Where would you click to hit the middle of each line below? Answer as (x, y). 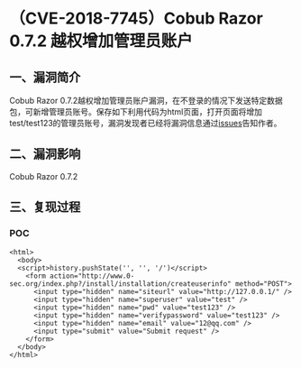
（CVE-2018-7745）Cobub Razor (136, 18)
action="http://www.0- (92, 276)
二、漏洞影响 (45, 154)
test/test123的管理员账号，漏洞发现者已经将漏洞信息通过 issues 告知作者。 (146, 123)
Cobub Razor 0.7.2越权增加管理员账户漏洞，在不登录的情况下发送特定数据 (146, 101)
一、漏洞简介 (45, 77)
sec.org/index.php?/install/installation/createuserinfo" (120, 284)
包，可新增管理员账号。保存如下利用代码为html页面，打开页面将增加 (136, 112)
